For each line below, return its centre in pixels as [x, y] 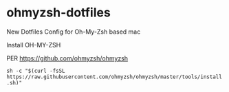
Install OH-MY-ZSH [34, 45]
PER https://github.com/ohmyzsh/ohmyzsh [67, 58]
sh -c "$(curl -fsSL [36, 71]
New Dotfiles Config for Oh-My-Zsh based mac [74, 32]
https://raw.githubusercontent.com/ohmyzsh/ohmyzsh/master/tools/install [115, 77]
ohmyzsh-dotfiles [58, 13]
